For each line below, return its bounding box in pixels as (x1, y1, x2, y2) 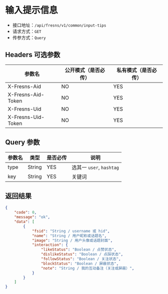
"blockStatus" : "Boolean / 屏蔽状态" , (40, 261, 119, 266)
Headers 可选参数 (5, 50, 60, 59)
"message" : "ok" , (14, 214, 50, 220)
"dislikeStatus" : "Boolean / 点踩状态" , (40, 252, 123, 257)
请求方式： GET (12, 28, 41, 34)
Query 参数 (5, 138, 40, 146)
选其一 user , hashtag (71, 163, 119, 170)
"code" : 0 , (14, 210, 37, 215)
